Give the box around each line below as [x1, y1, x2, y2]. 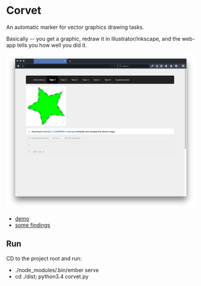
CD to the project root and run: [6, 255, 82, 262]
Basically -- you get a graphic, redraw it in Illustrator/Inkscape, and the [6, 35, 181, 42]
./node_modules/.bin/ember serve [14, 266, 99, 273]
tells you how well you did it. [17, 41, 87, 49]
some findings [14, 221, 50, 228]
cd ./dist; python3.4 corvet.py [14, 273, 89, 280]
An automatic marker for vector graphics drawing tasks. [6, 23, 145, 31]
